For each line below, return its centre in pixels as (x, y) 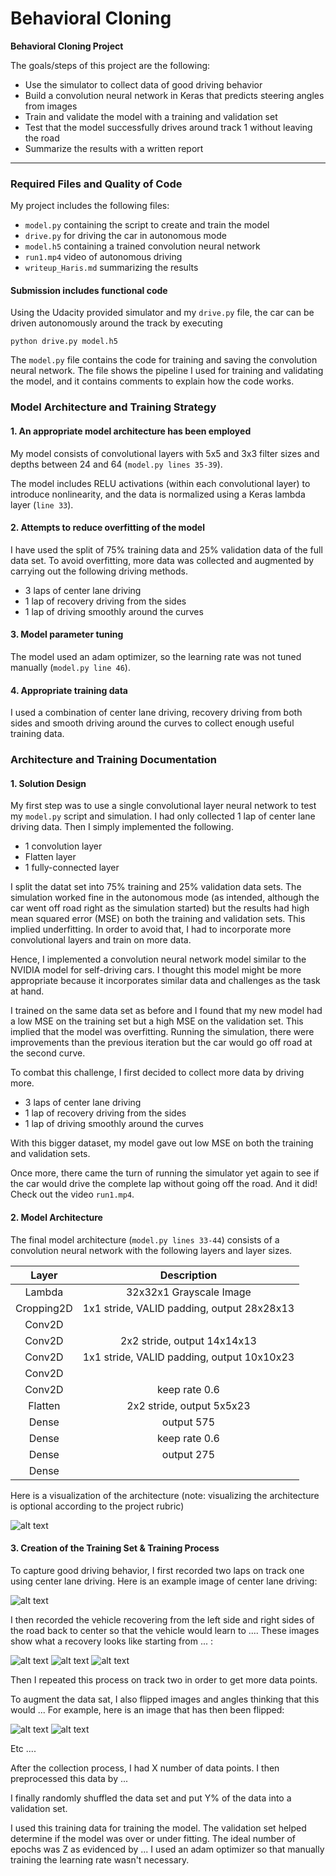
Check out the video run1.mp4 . (72, 1194)
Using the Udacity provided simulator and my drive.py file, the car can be (162, 313)
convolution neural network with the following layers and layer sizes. (151, 1250)
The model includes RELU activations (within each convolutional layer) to (160, 483)
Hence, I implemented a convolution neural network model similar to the (158, 959)
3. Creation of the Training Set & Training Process (115, 1548)
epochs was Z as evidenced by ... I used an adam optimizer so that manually (167, 1849)
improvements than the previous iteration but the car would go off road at (161, 1043)
